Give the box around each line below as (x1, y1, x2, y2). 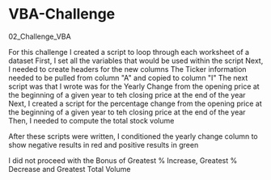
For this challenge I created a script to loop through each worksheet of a (8, 47, 249, 57)
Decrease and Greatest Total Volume (8, 164, 131, 174)
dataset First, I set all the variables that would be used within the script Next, (8, 56, 264, 65)
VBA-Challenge (8, 5, 116, 23)
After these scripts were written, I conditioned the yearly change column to (8, 131, 258, 141)
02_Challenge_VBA (8, 31, 71, 41)
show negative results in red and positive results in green (8, 140, 199, 149)
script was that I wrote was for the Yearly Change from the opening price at (8, 82, 260, 91)
